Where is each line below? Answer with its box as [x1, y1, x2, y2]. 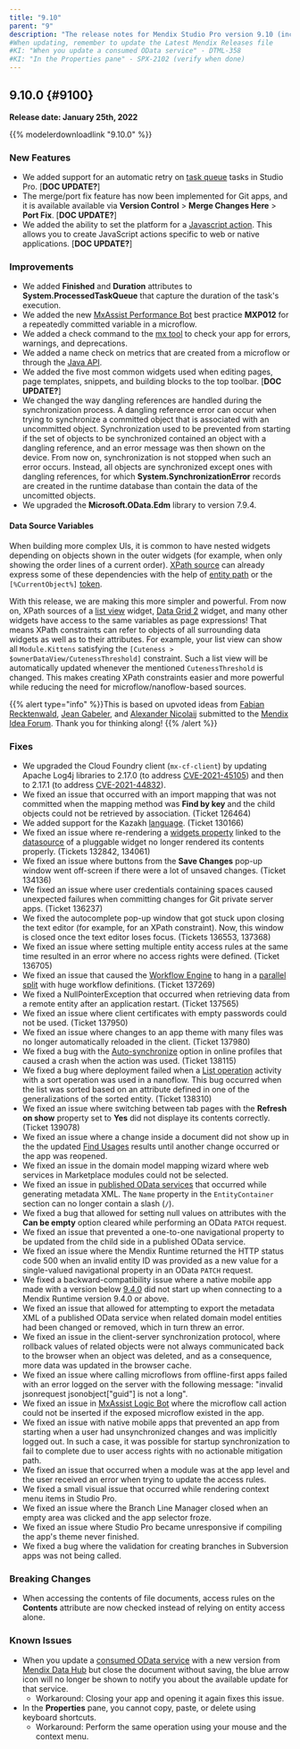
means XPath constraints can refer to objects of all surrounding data [9, 624, 261, 635]
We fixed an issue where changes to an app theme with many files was [21, 1026, 284, 1037]
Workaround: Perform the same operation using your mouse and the [35, 1721, 287, 1732]
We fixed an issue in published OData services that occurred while [21, 1179, 268, 1189]
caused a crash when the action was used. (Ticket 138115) [21, 1055, 237, 1066]
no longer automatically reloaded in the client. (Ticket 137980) [21, 1036, 251, 1047]
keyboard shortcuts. [21, 1711, 96, 1722]
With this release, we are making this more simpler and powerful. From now [9, 596, 287, 606]
